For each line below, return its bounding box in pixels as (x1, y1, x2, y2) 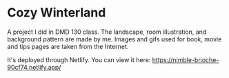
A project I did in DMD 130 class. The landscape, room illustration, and (7, 28, 207, 36)
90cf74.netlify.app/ (7, 63, 61, 71)
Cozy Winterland (7, 5, 106, 21)
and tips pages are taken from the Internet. (7, 42, 129, 50)
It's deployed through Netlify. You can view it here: (7, 55, 151, 64)
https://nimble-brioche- (152, 55, 219, 64)
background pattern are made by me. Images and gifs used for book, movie (7, 35, 222, 43)
